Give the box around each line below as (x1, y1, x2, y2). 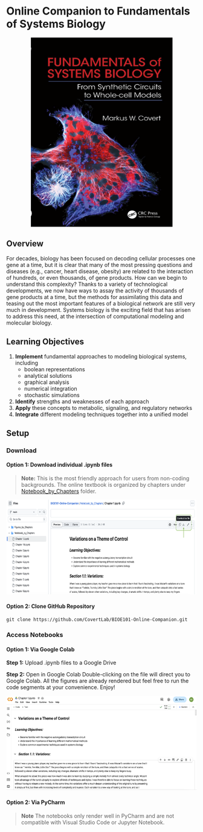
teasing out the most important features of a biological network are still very (6, 300, 195, 307)
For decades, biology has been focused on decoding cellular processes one (6, 254, 196, 262)
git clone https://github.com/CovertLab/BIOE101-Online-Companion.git (6, 616, 188, 623)
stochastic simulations (24, 391, 80, 398)
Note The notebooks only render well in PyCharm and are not (21, 812, 175, 819)
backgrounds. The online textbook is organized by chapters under (21, 481, 186, 489)
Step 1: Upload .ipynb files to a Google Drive (6, 659, 117, 667)
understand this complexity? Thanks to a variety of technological (6, 280, 168, 288)
